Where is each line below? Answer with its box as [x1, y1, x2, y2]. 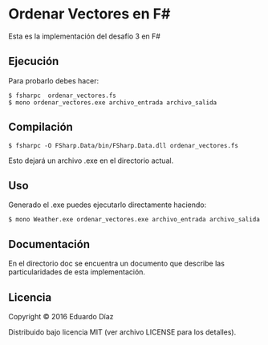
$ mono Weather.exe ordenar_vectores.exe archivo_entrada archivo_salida [8, 216, 261, 224]
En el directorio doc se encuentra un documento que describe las [8, 258, 225, 269]
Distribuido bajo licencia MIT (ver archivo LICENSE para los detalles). [8, 327, 237, 337]
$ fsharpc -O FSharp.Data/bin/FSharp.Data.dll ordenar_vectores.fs [8, 141, 239, 149]
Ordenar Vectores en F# [8, 5, 171, 23]
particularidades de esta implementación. [8, 267, 146, 277]
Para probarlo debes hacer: [8, 75, 99, 85]
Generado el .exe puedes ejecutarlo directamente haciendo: [8, 200, 207, 209]
